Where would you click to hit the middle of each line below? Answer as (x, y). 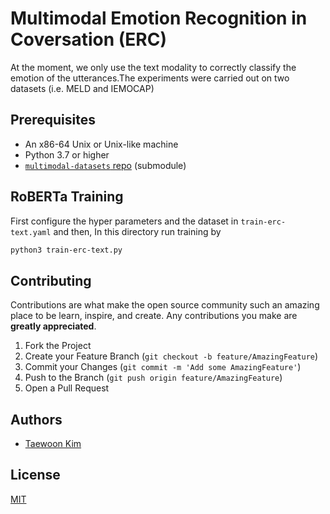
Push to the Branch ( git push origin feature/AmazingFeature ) (153, 378)
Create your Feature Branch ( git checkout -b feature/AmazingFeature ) (171, 356)
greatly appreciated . (53, 326)
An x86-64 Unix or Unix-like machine (101, 144)
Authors (36, 419)
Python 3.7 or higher (67, 154)
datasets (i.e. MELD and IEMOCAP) (82, 88)
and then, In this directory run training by (137, 231)
